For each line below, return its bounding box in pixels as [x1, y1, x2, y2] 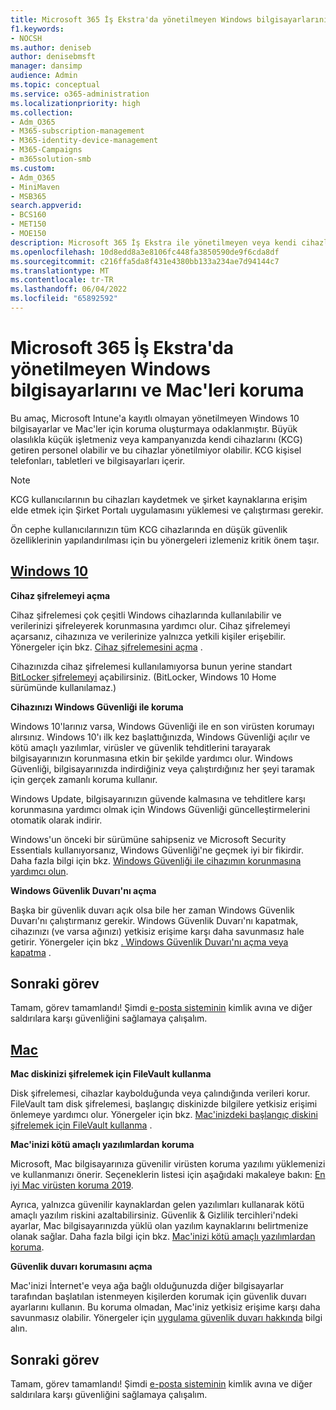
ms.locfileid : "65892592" [10, 294, 118, 304]
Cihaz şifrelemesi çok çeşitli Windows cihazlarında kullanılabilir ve [10, 609, 282, 621]
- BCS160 [10, 210, 47, 220]
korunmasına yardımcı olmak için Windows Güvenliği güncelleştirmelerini [10, 803, 311, 815]
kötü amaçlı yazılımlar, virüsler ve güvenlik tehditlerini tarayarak [10, 741, 271, 753]
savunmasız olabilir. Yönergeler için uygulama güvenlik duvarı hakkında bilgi [10, 1312, 323, 1324]
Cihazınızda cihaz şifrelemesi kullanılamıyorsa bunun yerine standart [10, 660, 293, 672]
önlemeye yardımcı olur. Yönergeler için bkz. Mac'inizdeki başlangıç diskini [10, 1109, 318, 1121]
